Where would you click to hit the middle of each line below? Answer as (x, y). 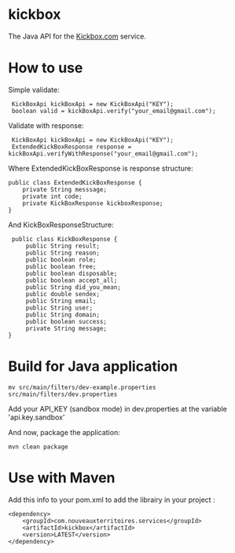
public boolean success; (66, 321)
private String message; (66, 328)
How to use (46, 68)
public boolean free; (61, 266)
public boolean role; (61, 260)
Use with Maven (62, 478)
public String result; (63, 246)
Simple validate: (34, 90)
